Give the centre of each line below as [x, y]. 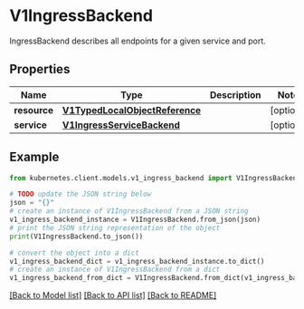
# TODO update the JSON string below [81, 194]
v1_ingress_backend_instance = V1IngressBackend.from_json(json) [135, 220]
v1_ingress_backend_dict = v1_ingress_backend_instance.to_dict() [137, 261]
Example [34, 157]
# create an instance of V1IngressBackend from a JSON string [129, 211]
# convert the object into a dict [75, 253]
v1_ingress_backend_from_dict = [70, 278]
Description [235, 94]
